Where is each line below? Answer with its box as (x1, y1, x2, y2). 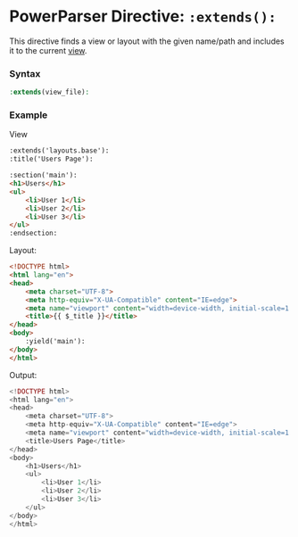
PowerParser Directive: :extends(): (9, 6, 277, 27)
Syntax (9, 67, 41, 79)
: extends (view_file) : (9, 87, 90, 97)
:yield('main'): (25, 337, 87, 346)
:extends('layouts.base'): (9, 146, 110, 155)
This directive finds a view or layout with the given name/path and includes (9, 36, 286, 46)
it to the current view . (9, 45, 87, 55)
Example (9, 109, 48, 121)
